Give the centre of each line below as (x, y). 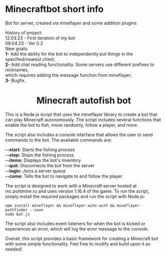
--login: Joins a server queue (36, 171)
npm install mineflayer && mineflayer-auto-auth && (60, 206)
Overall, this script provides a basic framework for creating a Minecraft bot (82, 239)
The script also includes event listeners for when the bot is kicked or (75, 224)
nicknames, (17, 70)
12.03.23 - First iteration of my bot (40, 38)
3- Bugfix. (15, 80)
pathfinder (16, 210)
